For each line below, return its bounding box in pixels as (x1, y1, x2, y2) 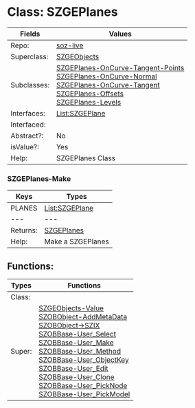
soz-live (56, 41, 84, 50)
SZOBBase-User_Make (38, 338, 114, 347)
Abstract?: (10, 131, 44, 140)
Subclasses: (10, 80, 50, 89)
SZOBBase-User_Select (38, 330, 117, 339)
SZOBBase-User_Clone (38, 372, 115, 382)
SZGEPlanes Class (56, 153, 115, 162)
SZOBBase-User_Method (38, 347, 122, 356)
